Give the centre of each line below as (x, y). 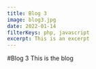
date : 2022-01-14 (32, 26)
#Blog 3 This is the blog (40, 58)
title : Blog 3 (27, 13)
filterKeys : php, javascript (48, 32)
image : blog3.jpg (32, 20)
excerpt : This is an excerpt (48, 39)
